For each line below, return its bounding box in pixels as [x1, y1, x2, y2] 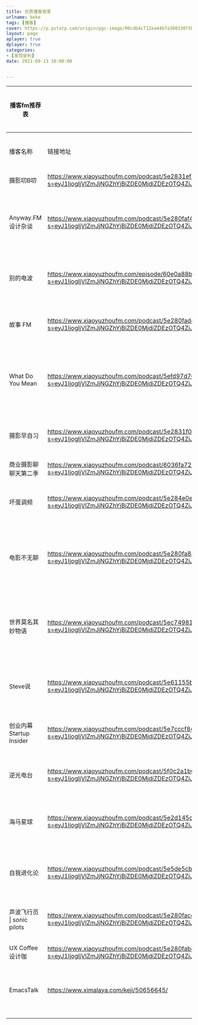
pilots [9, 923, 25, 931]
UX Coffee [9, 943, 38, 952]
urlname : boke [6, 14, 41, 20]
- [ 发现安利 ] [6, 53, 35, 59]
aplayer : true [6, 36, 41, 42]
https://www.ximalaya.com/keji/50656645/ [47, 986, 168, 994]
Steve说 [9, 682, 31, 690]
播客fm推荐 [9, 101, 41, 109]
